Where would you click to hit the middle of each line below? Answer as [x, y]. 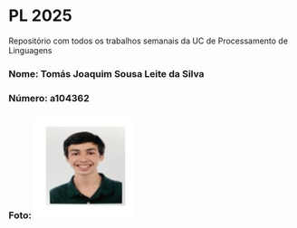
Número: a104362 [49, 98]
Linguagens [30, 50]
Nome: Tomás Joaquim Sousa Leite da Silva [106, 73]
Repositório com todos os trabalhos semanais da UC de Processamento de [148, 41]
